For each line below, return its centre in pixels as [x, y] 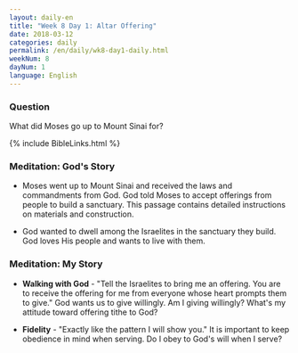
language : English [43, 76]
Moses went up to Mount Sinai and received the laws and [127, 186]
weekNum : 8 [29, 59]
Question [30, 106]
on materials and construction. [78, 214]
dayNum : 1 [28, 68]
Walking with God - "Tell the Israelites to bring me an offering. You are [151, 283]
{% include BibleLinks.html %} [65, 144]
